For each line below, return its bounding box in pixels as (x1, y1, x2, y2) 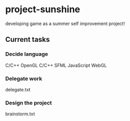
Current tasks (5, 35, 50, 44)
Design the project (5, 99, 52, 106)
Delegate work (5, 75, 42, 82)
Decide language (5, 51, 48, 58)
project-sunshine (5, 4, 81, 15)
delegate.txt (5, 86, 31, 92)
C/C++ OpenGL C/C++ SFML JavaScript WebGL (5, 62, 107, 68)
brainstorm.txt (5, 111, 35, 117)
